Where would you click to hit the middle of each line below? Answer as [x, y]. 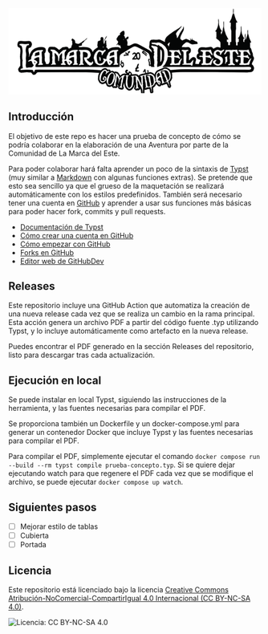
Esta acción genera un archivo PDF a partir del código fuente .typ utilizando [134, 323]
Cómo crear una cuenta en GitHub [77, 235]
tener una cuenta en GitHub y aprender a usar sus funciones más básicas [130, 203]
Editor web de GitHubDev [62, 261]
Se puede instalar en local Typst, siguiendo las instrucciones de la [118, 400]
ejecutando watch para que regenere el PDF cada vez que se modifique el [131, 473]
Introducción [41, 117]
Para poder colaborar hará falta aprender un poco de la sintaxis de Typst [128, 169]
